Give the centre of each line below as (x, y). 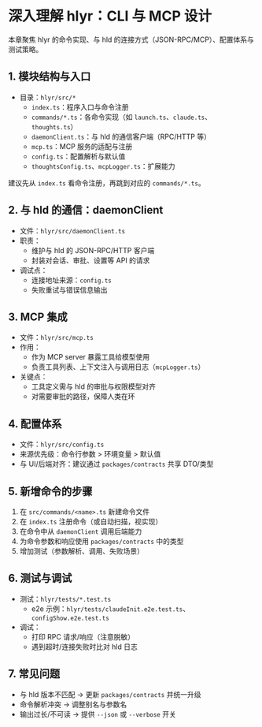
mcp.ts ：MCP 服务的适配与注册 (82, 146)
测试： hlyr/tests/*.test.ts (65, 598)
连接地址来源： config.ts (72, 280)
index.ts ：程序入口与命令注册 (80, 106)
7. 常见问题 (34, 674)
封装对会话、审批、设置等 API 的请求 (90, 260)
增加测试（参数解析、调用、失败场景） (81, 551)
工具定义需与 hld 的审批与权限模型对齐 (93, 386)
